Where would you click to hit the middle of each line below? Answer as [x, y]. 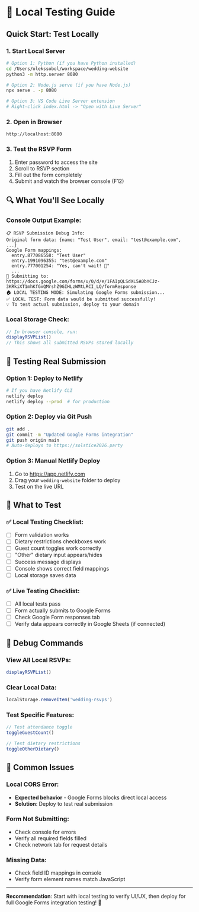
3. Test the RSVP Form [39, 149]
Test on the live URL [39, 486]
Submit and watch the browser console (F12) [69, 181]
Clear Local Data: [31, 687]
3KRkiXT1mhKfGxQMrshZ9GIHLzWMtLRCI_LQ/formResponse [71, 287]
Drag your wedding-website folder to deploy [68, 480]
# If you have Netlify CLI [39, 390]
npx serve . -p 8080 [32, 91]
